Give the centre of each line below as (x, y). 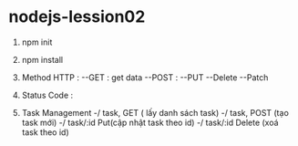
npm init (37, 42)
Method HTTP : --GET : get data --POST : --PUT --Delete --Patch (145, 77)
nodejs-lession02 (77, 17)
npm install (42, 59)
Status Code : (47, 95)
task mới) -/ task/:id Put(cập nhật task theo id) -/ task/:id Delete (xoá (150, 122)
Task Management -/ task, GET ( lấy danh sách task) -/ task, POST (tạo (155, 112)
